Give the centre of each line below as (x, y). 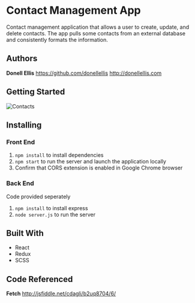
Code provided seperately (38, 196)
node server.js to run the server (55, 214)
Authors (22, 58)
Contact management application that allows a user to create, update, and (98, 27)
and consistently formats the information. (57, 40)
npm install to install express (51, 208)
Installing (24, 125)
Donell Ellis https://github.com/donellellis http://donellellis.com (84, 73)
